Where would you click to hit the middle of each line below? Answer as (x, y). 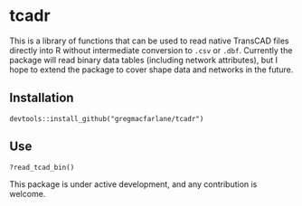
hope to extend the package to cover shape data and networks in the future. (151, 70)
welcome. (28, 193)
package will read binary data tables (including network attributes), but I (144, 60)
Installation (42, 98)
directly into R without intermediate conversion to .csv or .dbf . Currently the (151, 50)
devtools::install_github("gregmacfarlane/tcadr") (107, 118)
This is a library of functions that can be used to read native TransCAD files (149, 41)
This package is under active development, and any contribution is (133, 184)
